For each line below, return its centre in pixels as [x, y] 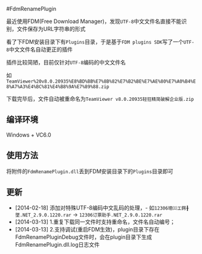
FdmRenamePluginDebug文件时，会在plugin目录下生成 [83, 237]
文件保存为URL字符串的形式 [51, 29]
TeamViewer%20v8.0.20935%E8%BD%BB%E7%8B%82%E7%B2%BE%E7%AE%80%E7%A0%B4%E [101, 81]
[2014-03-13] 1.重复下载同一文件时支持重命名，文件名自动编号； [95, 222]
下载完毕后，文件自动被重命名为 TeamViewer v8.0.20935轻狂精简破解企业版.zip [100, 99]
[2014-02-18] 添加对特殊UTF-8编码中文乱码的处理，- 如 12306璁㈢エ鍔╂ [102, 208]
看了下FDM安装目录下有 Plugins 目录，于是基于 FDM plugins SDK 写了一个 [95, 42]
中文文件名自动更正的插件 [41, 49]
